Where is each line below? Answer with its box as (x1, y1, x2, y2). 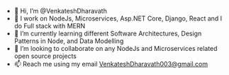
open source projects (13, 52, 77, 60)
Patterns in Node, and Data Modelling (13, 37, 124, 45)
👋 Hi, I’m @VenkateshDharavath (13, 7, 108, 15)
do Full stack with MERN (13, 22, 86, 30)
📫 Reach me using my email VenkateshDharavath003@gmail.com (13, 60, 208, 68)
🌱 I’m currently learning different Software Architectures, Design (13, 29, 202, 37)
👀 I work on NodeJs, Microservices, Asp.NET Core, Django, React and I (13, 14, 223, 23)
